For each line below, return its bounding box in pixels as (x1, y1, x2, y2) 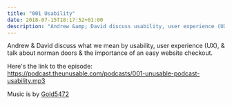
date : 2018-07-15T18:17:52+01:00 (7, 16, 104, 23)
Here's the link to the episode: (7, 62, 93, 71)
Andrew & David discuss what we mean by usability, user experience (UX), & (7, 42, 225, 50)
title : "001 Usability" (7, 10, 76, 17)
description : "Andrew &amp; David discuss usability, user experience (7, 23, 215, 30)
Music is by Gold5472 (7, 90, 70, 98)
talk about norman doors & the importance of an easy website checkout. (7, 49, 213, 57)
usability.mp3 (7, 77, 46, 85)
